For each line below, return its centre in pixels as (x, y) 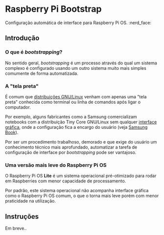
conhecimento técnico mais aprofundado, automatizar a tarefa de (71, 147)
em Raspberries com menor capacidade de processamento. (66, 181)
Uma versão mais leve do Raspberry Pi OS (56, 165)
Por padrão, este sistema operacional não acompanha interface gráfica (77, 191)
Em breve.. (16, 228)
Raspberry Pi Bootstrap (53, 9)
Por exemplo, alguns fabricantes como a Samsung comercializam (71, 117)
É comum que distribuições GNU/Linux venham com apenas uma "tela (76, 96)
